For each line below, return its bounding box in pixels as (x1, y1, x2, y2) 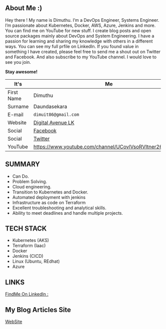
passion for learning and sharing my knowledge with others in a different (5, 38, 153, 44)
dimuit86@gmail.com (33, 111, 80, 117)
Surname (7, 103, 29, 110)
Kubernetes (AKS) (12, 237, 49, 243)
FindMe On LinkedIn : (5, 291, 48, 297)
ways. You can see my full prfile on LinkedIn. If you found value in (5, 43, 139, 49)
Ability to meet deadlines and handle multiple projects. (12, 210, 124, 216)
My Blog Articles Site (5, 305, 71, 314)
